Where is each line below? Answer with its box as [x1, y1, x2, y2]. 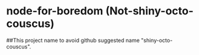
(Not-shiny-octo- [105, 4, 194, 18]
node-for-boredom [6, 4, 103, 18]
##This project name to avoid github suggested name [6, 36, 140, 44]
